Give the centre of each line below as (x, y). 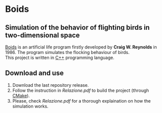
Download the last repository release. (51, 85)
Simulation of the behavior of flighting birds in (78, 28)
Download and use (34, 73)
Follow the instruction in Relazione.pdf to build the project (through (81, 90)
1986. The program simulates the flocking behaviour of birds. (67, 52)
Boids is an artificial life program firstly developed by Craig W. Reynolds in (81, 47)
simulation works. (30, 106)
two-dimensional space (43, 35)
